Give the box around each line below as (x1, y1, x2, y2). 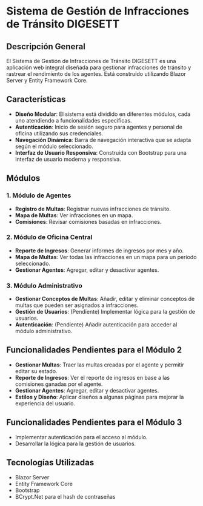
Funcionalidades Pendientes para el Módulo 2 (6, 345, 182, 356)
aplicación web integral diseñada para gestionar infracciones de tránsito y (6, 64, 191, 71)
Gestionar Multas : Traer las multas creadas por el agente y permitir (15, 361, 185, 368)
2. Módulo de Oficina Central (6, 233, 93, 241)
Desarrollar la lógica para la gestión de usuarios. (15, 440, 136, 447)
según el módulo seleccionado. (15, 143, 94, 150)
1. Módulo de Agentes (6, 191, 72, 200)
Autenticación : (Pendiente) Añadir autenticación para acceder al (15, 321, 178, 328)
